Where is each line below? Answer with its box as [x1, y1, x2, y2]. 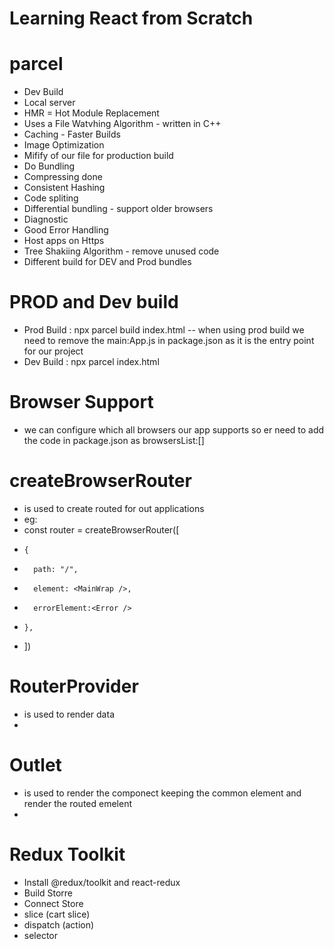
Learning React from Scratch [9, 7, 254, 30]
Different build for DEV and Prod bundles [23, 256, 192, 268]
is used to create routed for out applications [23, 502, 205, 514]
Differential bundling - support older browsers [23, 203, 214, 215]
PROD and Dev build [9, 291, 179, 314]
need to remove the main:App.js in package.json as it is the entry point [23, 335, 315, 347]
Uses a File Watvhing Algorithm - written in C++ [23, 118, 222, 130]
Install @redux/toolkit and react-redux [23, 876, 181, 888]
